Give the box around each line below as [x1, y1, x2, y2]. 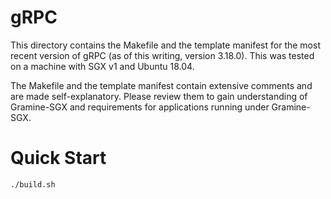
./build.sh [10, 179, 56, 190]
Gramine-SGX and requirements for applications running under [10, 101, 270, 113]
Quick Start [10, 147, 107, 170]
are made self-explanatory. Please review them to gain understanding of [10, 90, 308, 102]
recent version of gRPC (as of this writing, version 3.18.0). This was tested [10, 49, 315, 61]
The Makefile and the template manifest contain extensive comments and [10, 79, 313, 91]
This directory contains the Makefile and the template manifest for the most [10, 39, 321, 51]
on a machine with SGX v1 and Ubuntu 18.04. [10, 60, 195, 72]
